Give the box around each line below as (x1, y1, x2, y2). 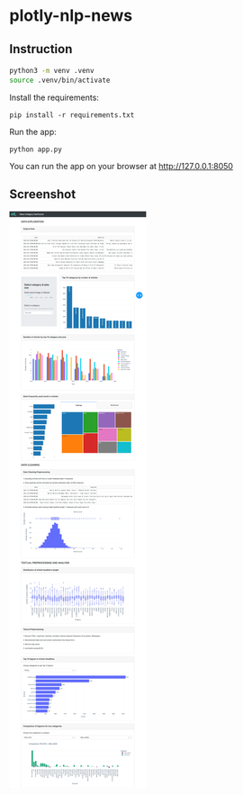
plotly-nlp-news (9, 5, 133, 26)
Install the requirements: (9, 92, 99, 103)
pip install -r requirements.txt (9, 110, 135, 120)
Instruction (9, 41, 73, 57)
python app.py (9, 145, 63, 154)
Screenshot (9, 186, 76, 203)
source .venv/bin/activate (9, 76, 111, 85)
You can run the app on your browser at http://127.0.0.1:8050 (9, 160, 234, 171)
